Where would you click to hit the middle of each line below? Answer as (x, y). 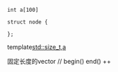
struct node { (28, 22)
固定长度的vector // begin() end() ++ (59, 61)
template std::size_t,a (37, 47)
